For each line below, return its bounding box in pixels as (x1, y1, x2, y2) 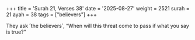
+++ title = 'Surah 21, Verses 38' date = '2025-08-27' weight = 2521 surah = (6, 5, 190, 12)
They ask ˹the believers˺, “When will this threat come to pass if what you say (6, 23, 190, 29)
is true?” (6, 28, 26, 35)
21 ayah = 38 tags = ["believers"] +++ (6, 11, 97, 18)
